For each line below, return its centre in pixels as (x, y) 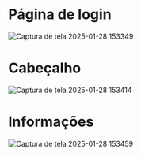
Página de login (60, 15)
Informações (51, 122)
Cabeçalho (45, 68)
